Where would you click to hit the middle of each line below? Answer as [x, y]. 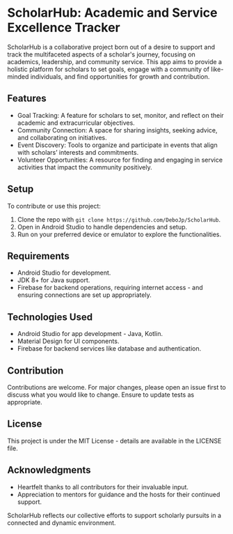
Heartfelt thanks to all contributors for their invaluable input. [103, 487]
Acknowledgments [49, 470]
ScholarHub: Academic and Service [112, 13]
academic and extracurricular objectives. [76, 123]
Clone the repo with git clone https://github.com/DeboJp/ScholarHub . [119, 219]
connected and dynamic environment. [62, 522]
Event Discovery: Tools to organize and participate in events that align [117, 145]
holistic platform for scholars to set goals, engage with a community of [109, 69]
